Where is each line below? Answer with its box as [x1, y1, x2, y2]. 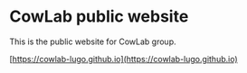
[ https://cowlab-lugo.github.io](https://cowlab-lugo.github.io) [9, 53, 238, 64]
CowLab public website [9, 6, 189, 27]
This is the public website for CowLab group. [9, 36, 176, 47]
